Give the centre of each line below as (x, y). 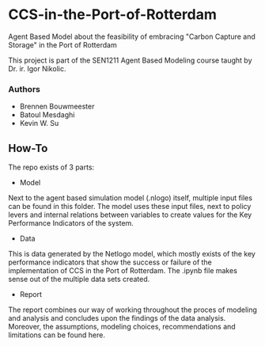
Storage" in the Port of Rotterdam (62, 44)
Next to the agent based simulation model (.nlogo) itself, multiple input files (131, 198)
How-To (28, 148)
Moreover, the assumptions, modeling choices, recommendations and (122, 327)
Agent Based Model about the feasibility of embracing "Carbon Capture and (132, 36)
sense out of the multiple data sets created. (79, 279)
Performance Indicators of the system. (71, 223)
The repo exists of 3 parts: (51, 167)
